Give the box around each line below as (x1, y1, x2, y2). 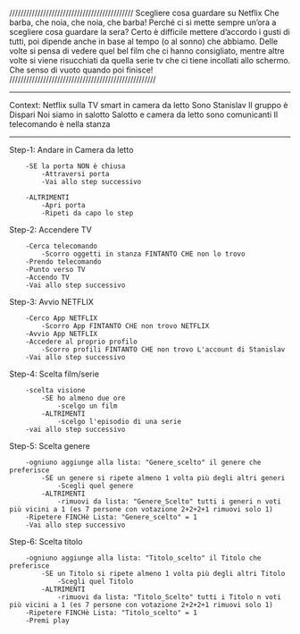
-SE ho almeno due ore (41, 393, 126, 402)
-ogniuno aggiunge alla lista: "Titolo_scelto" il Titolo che (25, 554, 262, 562)
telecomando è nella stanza (9, 119, 111, 129)
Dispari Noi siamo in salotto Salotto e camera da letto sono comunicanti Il (9, 109, 279, 120)
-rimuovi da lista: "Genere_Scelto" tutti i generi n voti (56, 497, 281, 506)
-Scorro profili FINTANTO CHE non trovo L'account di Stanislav (41, 345, 286, 354)
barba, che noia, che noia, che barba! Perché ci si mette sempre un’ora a (9, 17, 277, 28)
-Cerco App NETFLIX (25, 314, 98, 323)
